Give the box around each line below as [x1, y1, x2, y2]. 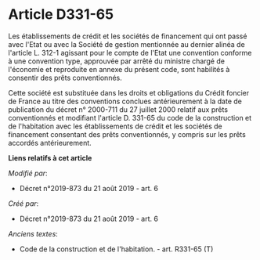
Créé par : [8, 198, 39, 208]
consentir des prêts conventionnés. [8, 73, 123, 82]
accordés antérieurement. [8, 138, 92, 147]
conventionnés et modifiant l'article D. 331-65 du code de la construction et [8, 113, 252, 122]
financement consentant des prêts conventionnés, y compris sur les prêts [8, 129, 247, 139]
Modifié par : [8, 168, 49, 178]
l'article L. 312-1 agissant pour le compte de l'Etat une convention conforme [8, 48, 252, 57]
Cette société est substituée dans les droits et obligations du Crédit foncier [8, 88, 250, 97]
